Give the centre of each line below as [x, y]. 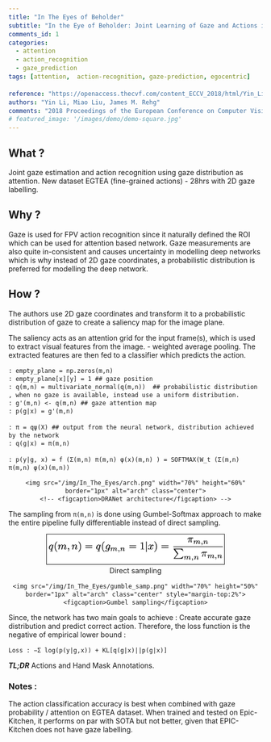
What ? [27, 153]
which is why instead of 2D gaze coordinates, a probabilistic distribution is [132, 260]
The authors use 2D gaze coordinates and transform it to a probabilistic [127, 313]
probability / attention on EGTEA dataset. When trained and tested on [123, 713]
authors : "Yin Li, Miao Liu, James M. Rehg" [84, 102]
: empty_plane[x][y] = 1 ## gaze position [81, 379]
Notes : [23, 686]
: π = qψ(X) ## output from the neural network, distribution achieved [131, 427]
